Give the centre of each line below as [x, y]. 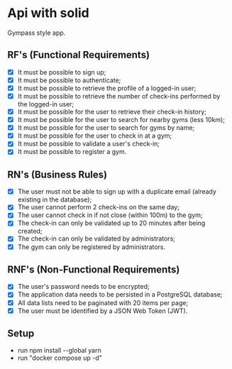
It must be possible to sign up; [62, 72]
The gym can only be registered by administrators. [92, 247]
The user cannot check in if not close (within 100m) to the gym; [110, 215]
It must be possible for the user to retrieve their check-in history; [112, 112]
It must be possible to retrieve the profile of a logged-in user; [107, 88]
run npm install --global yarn [59, 351]
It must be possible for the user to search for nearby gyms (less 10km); [121, 120]
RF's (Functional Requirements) [79, 55]
